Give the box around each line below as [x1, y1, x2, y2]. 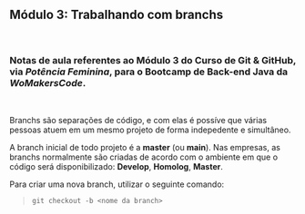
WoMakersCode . [9, 76, 86, 89]
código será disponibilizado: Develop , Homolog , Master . [9, 161, 223, 172]
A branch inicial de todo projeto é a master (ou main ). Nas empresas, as [9, 142, 280, 153]
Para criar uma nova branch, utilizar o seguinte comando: [9, 179, 225, 190]
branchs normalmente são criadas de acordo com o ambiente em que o [9, 151, 279, 162]
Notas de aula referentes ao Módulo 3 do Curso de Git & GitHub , [9, 53, 297, 66]
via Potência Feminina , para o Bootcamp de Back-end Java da [9, 65, 289, 78]
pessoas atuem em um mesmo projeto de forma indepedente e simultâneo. [9, 124, 291, 135]
